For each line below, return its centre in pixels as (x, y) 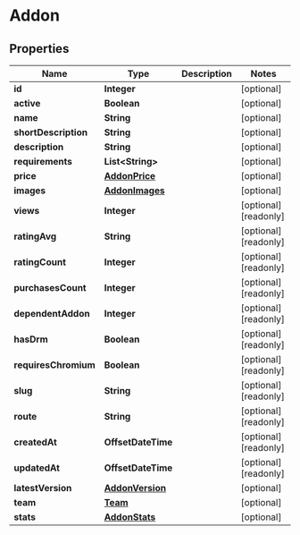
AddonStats (130, 517)
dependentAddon (52, 314)
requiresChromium (54, 365)
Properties (39, 49)
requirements (43, 161)
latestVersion (43, 488)
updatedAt (37, 468)
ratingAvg (35, 236)
